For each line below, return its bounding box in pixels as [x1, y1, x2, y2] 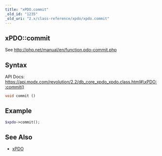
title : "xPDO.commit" [5, 7, 49, 12]
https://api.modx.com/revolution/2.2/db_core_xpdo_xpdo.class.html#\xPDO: [5, 79, 157, 85]
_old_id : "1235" [5, 12, 38, 16]
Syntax [5, 61, 27, 69]
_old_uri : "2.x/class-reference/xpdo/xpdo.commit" [5, 16, 110, 21]
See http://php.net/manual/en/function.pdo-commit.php [5, 47, 117, 53]
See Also [5, 133, 32, 141]
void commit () [5, 94, 36, 98]
